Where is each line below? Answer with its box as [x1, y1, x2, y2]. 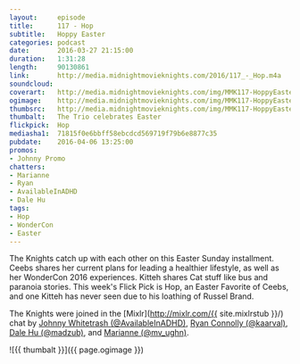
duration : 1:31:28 [9, 54, 87, 63]
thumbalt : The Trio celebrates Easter [9, 112, 162, 121]
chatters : [9, 162, 46, 171]
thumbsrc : [9, 104, 46, 113]
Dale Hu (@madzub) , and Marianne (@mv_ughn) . [9, 327, 189, 338]
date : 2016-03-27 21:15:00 [9, 46, 134, 55]
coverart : [9, 87, 46, 96]
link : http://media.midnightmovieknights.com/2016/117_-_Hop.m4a [9, 71, 281, 80]
